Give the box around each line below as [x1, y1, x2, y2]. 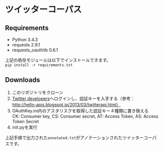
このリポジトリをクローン [12, 89, 64, 95]
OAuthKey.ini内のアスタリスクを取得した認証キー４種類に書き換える [12, 108, 149, 113]
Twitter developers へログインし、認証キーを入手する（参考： [12, 95, 135, 101]
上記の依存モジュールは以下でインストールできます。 [5, 57, 111, 63]
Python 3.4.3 [12, 37, 38, 43]
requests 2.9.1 [12, 42, 40, 47]
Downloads [5, 76, 40, 84]
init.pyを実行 [12, 124, 37, 130]
